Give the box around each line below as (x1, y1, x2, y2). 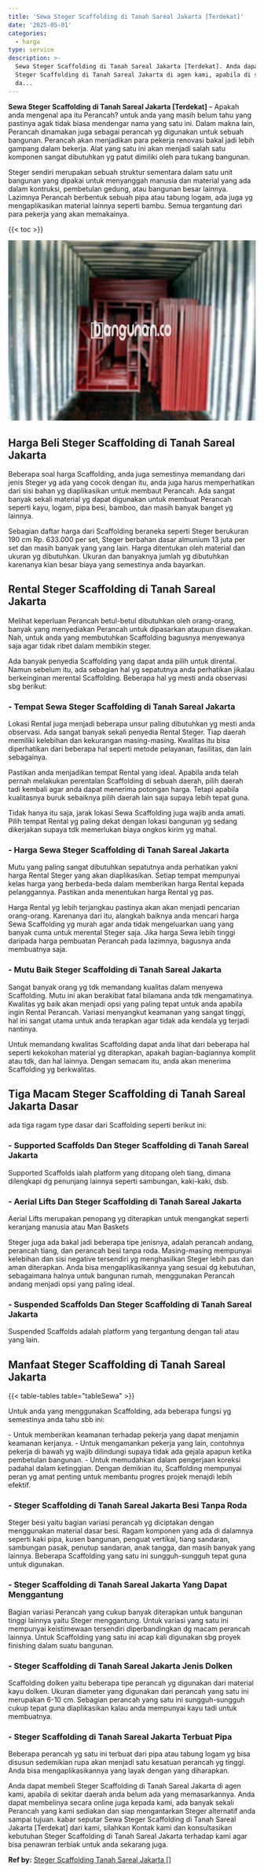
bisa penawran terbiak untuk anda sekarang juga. (8, 1840, 169, 1849)
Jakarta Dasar (8, 1100, 79, 1113)
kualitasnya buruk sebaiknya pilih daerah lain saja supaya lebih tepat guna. (8, 793, 250, 803)
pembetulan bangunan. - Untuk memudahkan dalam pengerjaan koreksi (8, 1455, 241, 1465)
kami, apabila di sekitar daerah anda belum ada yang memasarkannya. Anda (8, 1789, 255, 1800)
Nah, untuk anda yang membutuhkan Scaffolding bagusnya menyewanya (8, 633, 245, 642)
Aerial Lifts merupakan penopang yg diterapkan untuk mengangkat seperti (8, 1214, 249, 1224)
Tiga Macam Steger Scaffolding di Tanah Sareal (8, 1087, 246, 1101)
